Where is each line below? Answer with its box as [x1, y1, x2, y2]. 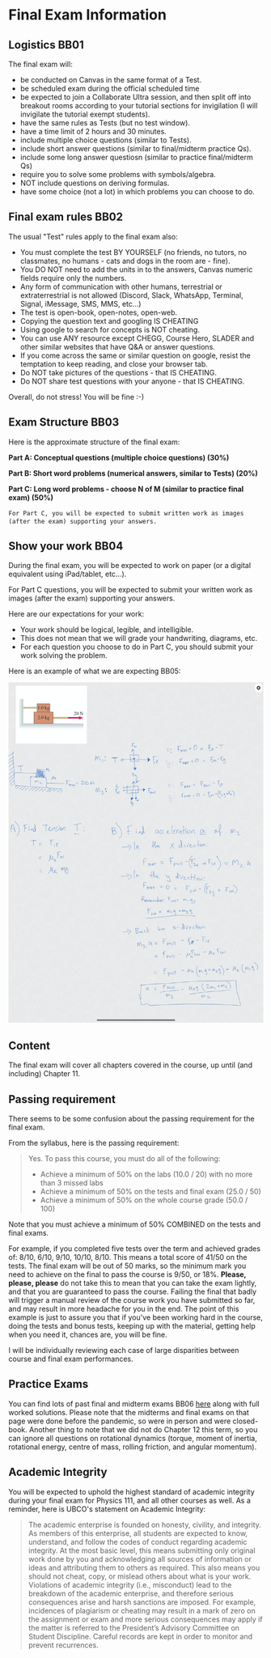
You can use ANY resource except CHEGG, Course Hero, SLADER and [19, 333, 255, 343]
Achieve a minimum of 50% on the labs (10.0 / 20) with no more [40, 1169, 253, 1179]
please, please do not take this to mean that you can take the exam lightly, [8, 1278, 257, 1287]
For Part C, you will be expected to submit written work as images [8, 509, 244, 517]
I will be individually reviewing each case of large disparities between [8, 1345, 239, 1355]
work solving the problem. [19, 651, 108, 660]
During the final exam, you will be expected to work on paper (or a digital [8, 561, 252, 570]
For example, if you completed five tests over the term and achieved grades [8, 1244, 261, 1253]
